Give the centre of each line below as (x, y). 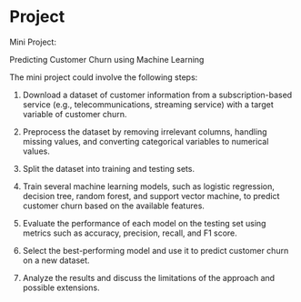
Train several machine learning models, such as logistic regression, (149, 186)
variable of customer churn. (75, 114)
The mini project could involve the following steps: (104, 77)
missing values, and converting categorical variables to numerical (145, 141)
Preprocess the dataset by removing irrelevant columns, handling (145, 131)
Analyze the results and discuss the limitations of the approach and (149, 277)
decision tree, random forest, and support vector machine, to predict (151, 196)
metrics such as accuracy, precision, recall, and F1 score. (130, 233)
